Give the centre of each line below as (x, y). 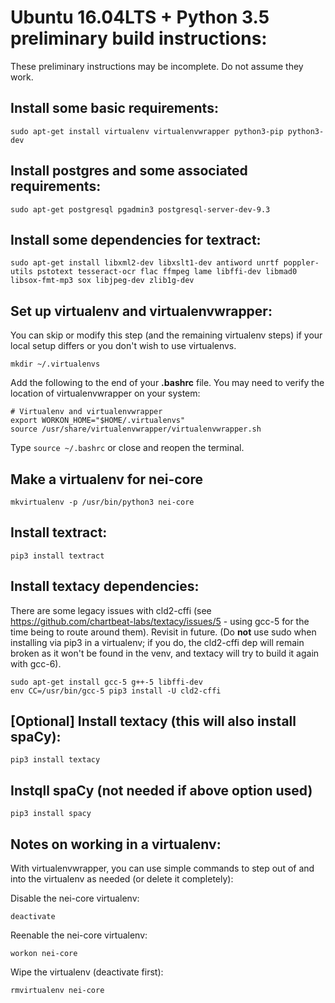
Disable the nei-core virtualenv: (75, 898)
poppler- (301, 263)
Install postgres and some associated (129, 171)
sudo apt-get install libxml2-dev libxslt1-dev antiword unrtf (145, 263)
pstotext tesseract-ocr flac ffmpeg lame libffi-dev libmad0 (167, 272)
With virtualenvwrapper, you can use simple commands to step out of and (162, 868)
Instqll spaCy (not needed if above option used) (161, 790)
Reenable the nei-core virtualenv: (79, 935)
